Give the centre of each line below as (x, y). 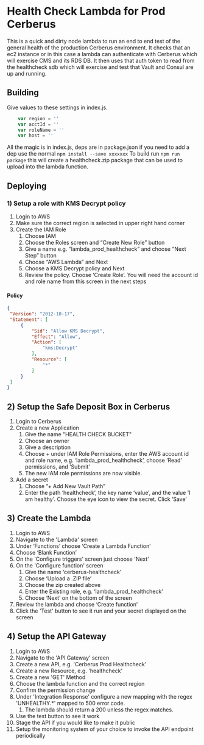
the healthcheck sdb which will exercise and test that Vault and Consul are (100, 67)
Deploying (27, 186)
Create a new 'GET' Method (51, 677)
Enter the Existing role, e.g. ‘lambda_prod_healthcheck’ (94, 591)
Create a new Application (47, 428)
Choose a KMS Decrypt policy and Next (75, 268)
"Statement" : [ (29, 319)
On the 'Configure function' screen (59, 565)
